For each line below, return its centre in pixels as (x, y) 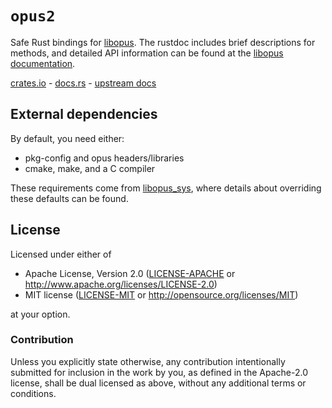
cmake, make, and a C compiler (90, 168)
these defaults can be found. (69, 198)
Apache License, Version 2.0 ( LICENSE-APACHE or (130, 273)
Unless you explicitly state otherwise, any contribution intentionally (148, 361)
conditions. (33, 393)
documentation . (43, 63)
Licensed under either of (61, 254)
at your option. (40, 314)
